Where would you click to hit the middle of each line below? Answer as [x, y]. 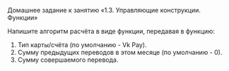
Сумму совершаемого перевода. [68, 60]
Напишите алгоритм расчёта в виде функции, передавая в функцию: [111, 31]
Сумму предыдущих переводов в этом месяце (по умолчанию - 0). [120, 52]
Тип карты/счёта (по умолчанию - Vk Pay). [82, 45]
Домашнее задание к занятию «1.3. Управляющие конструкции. [104, 10]
